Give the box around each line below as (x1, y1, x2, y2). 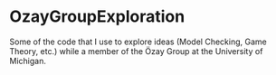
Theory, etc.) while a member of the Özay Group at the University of (9, 45, 263, 56)
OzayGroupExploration (9, 6, 186, 27)
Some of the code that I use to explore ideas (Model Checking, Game (9, 36, 267, 47)
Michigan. (9, 55, 47, 66)
